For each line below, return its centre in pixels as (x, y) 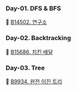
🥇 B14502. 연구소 (26, 22)
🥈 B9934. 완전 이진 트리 (34, 81)
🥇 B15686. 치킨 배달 (29, 51)
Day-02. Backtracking (38, 38)
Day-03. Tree (25, 68)
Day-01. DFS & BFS (33, 8)
